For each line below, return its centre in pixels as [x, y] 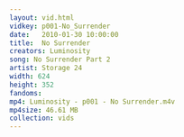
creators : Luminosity [50, 51]
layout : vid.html [42, 18]
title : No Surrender [50, 43]
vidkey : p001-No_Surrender [60, 26]
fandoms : [26, 93]
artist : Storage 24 [46, 68]
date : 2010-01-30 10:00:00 [64, 34]
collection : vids [42, 118]
